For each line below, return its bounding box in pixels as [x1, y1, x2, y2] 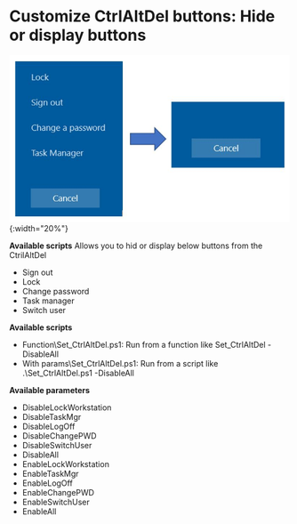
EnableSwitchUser [21, 496, 91, 508]
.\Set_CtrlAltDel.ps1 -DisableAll [21, 367, 135, 379]
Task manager [21, 295, 75, 306]
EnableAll [21, 506, 57, 517]
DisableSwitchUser [21, 440, 92, 451]
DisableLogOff [21, 421, 76, 432]
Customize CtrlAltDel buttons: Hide [9, 6, 276, 27]
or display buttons [9, 25, 147, 45]
